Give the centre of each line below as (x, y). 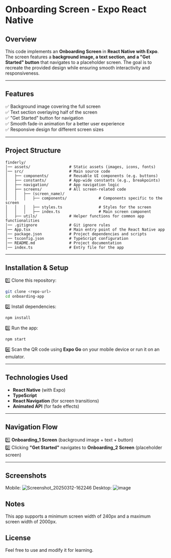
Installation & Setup (37, 268)
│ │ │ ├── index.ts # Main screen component (78, 211)
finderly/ (16, 162)
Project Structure (33, 151)
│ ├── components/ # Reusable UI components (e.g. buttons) (82, 176)
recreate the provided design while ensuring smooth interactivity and (78, 68)
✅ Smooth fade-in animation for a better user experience (65, 123)
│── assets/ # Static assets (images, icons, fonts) (81, 167)
